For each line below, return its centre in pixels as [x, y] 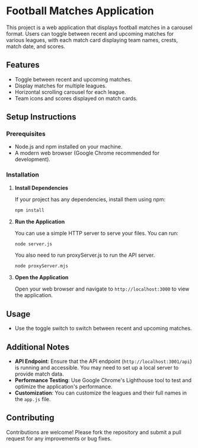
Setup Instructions [41, 117]
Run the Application [40, 222]
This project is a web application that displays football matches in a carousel [99, 27]
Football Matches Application [80, 11]
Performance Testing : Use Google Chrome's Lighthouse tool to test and [103, 380]
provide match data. [39, 374]
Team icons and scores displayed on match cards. [76, 98]
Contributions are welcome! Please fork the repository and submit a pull [94, 432]
